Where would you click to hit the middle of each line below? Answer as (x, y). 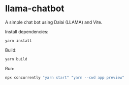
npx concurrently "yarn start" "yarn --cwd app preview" (65, 77)
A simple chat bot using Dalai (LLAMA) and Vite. (54, 22)
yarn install (18, 41)
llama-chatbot (35, 9)
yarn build (16, 59)
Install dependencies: (27, 31)
